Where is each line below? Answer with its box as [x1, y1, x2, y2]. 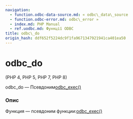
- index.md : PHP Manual [10, 21, 60, 27]
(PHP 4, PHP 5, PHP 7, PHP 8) [5, 74, 68, 80]
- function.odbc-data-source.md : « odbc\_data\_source [10, 12, 128, 17]
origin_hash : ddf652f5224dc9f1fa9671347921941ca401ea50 [5, 36, 126, 41]
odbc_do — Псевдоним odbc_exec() [5, 84, 81, 90]
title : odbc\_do [5, 31, 40, 36]
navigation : [5, 7, 30, 13]
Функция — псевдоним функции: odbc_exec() [5, 108, 103, 114]
